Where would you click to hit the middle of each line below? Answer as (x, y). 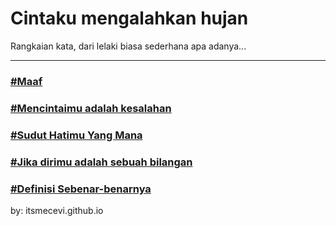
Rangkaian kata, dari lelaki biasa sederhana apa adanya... (128, 46)
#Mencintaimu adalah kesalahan (91, 108)
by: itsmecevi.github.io (57, 210)
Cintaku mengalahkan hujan (129, 18)
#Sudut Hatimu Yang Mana (76, 135)
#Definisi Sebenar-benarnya (81, 189)
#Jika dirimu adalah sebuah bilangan (101, 162)
